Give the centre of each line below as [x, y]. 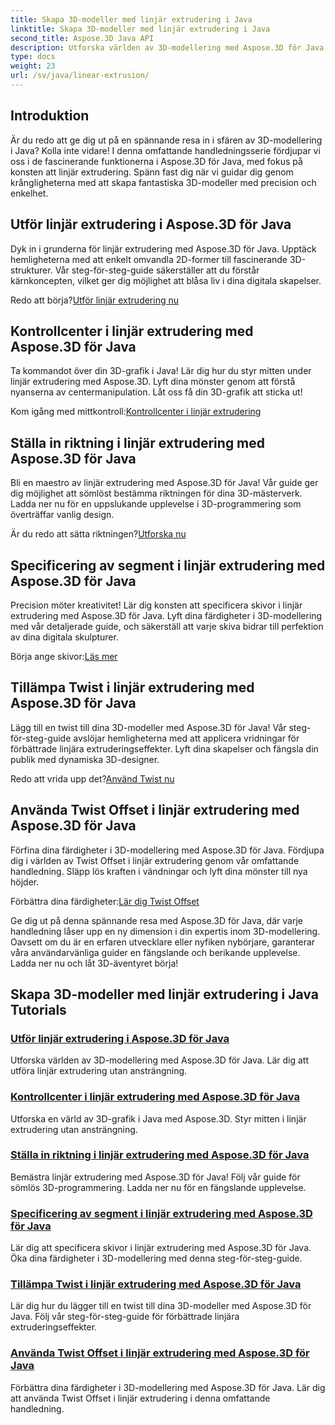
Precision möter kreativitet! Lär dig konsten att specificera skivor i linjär [156, 605]
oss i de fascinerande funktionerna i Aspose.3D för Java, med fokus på [156, 161]
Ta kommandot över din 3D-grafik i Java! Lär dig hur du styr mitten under [161, 371]
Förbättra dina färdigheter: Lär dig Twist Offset [105, 901]
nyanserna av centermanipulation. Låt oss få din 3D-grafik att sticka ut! [156, 392]
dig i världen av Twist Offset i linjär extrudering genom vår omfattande [155, 860]
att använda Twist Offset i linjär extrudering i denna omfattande [140, 1398]
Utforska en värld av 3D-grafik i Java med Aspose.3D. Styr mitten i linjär [158, 1118]
